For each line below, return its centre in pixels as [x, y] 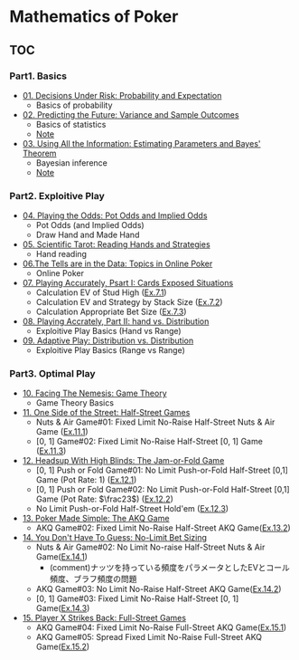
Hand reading [61, 254]
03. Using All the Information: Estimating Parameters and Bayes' [141, 143]
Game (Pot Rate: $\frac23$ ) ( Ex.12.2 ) [104, 499]
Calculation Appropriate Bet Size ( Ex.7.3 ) [111, 312]
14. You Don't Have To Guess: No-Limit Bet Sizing [115, 538]
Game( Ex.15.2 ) [63, 647]
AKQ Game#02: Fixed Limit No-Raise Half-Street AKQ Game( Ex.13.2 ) [163, 528]
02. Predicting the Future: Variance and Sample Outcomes [131, 114]
